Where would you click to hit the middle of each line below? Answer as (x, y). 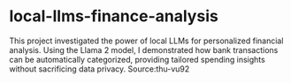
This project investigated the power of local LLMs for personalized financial (146, 41)
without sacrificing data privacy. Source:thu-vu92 (100, 69)
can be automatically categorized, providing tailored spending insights (137, 59)
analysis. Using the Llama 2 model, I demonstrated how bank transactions (144, 49)
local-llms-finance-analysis (114, 16)
